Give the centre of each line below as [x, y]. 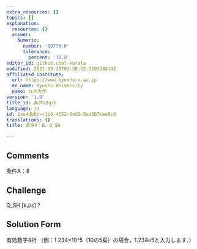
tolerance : [36, 52]
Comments [28, 155]
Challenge [26, 191]
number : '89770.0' [46, 46]
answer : [22, 35]
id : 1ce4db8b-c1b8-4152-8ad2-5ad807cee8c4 [61, 114]
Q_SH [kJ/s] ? [24, 205]
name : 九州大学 [29, 92]
